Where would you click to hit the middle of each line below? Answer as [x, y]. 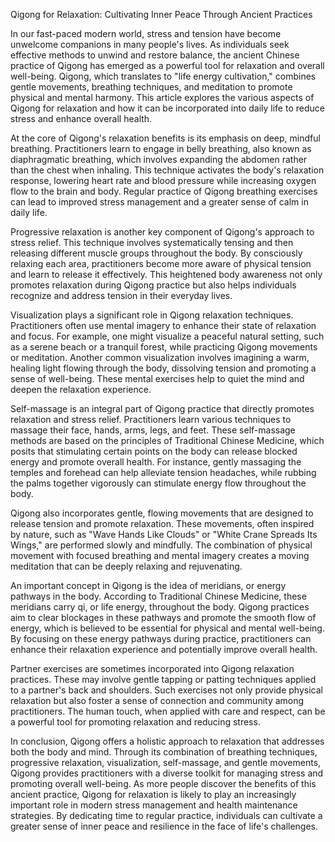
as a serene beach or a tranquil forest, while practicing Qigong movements [164, 347]
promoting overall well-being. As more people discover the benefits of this [163, 783]
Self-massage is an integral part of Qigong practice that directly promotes [162, 408]
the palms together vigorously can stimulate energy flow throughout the [158, 483]
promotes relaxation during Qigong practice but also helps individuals [153, 285]
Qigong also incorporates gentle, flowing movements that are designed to [162, 513]
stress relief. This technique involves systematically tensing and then [152, 242]
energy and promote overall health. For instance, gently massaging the [156, 462]
